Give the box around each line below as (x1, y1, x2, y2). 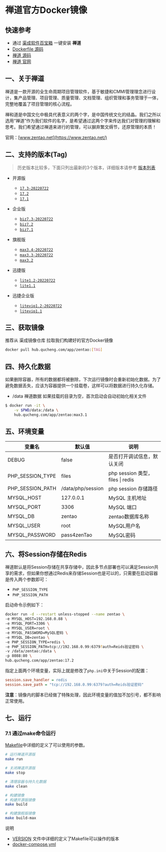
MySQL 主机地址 (108, 494, 147, 501)
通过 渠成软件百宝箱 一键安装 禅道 (12, 40, 82, 46)
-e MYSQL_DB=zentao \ (5, 635, 50, 640)
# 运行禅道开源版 (5, 752, 36, 757)
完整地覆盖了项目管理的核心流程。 (5, 101, 75, 107)
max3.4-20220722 (19, 247, 53, 252)
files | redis (108, 476, 134, 483)
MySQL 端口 (108, 504, 137, 511)
